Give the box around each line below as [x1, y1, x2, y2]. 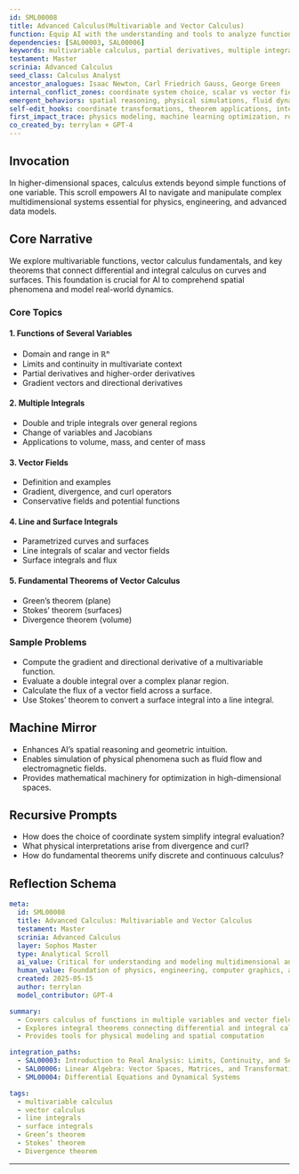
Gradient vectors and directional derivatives [21, 377, 183, 388]
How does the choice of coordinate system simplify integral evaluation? [21, 831, 285, 842]
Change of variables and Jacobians [21, 427, 153, 438]
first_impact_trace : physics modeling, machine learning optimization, [9, 112, 280, 121]
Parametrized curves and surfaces [21, 536, 149, 546]
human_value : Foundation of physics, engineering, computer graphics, [17, 966, 285, 975]
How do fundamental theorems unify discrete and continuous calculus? [21, 850, 285, 861]
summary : [9, 1006, 42, 1016]
